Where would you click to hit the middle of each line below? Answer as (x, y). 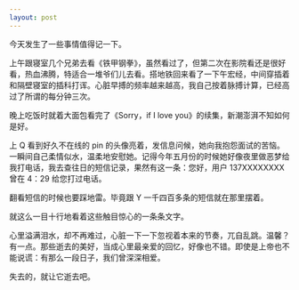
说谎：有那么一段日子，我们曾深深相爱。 (91, 257)
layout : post (33, 17)
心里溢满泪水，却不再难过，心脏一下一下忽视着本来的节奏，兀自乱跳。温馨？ (149, 235)
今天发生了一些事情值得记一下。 (68, 44)
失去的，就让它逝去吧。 (52, 276)
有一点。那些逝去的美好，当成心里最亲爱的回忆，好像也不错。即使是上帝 (141, 246)
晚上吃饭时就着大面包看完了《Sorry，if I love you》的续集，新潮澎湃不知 (141, 115)
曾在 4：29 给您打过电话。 (58, 178)
